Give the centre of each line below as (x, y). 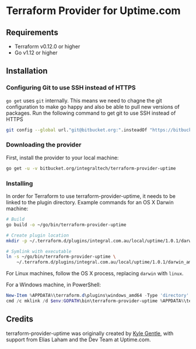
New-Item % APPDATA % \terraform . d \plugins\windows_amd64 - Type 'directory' (98, 296)
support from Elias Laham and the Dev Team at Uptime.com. (78, 339)
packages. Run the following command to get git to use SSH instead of (91, 113)
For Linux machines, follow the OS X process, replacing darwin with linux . (95, 273)
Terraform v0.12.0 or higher (47, 46)
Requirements (32, 32)
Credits (20, 319)
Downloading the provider (44, 145)
